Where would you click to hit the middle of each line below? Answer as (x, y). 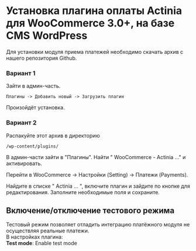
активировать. (24, 163)
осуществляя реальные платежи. (48, 231)
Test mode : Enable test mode (42, 243)
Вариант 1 (21, 73)
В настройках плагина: (35, 237)
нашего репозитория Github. (42, 58)
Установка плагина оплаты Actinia (94, 11)
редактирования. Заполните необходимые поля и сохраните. (83, 192)
